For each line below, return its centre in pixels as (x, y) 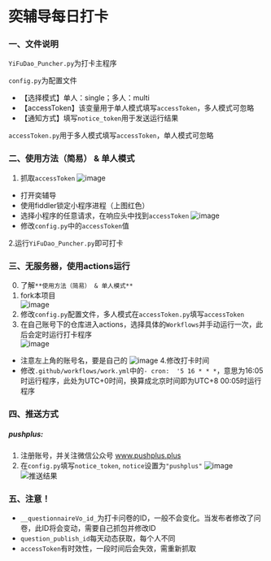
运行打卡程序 (70, 335)
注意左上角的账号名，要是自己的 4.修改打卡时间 (115, 361)
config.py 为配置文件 (43, 80)
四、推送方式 (34, 414)
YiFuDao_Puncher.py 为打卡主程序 (63, 63)
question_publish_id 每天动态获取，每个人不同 (98, 538)
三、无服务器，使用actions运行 (69, 266)
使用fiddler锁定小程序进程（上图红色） (85, 205)
